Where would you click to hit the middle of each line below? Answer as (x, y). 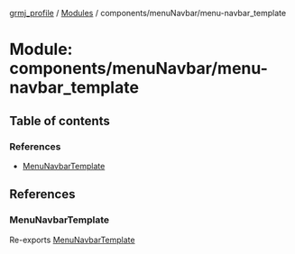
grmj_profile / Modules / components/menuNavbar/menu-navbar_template (148, 13)
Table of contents (60, 121)
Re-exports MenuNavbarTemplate (72, 240)
